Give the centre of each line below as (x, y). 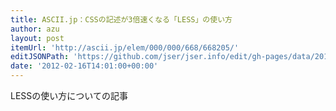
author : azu (35, 29)
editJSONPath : (40, 57)
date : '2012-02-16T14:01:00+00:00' (84, 66)
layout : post (37, 38)
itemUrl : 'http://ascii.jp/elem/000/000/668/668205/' (125, 47)
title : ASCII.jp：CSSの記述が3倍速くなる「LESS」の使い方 (121, 19)
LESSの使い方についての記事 (69, 95)
